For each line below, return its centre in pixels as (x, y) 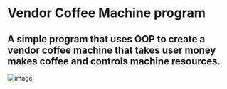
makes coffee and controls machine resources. (114, 61)
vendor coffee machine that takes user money (112, 50)
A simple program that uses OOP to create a (106, 39)
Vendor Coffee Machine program (107, 13)
